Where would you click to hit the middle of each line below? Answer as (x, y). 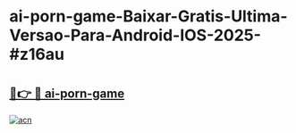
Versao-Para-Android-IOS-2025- (135, 35)
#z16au (37, 54)
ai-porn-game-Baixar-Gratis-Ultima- (148, 17)
